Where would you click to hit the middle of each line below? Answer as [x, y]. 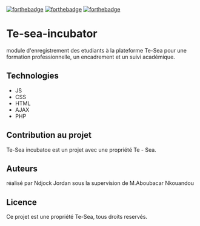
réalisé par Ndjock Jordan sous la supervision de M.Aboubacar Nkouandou [100, 183]
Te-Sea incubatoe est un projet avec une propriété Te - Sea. [81, 150]
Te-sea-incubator [52, 34]
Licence [22, 202]
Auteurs [22, 168]
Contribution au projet [49, 135]
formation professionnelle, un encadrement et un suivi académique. [91, 57]
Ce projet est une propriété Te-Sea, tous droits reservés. [77, 217]
